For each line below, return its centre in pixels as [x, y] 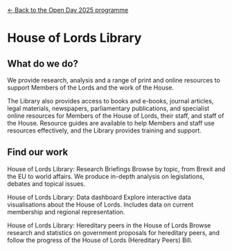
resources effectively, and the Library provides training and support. [105, 130]
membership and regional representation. [66, 211]
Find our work [38, 152]
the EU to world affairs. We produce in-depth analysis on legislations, [106, 176]
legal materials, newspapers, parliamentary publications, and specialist [108, 108]
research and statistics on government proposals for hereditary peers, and [114, 232]
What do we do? [43, 63]
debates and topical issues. [46, 184]
